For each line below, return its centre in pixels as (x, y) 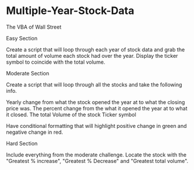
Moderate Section (28, 73)
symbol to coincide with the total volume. (56, 62)
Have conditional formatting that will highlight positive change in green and (96, 126)
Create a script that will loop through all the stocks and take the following (94, 84)
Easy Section (22, 38)
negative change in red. (35, 132)
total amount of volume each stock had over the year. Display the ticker (92, 55)
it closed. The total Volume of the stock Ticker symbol (71, 115)
